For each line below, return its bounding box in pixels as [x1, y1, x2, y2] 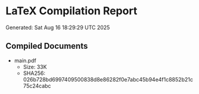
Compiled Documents [5, 41, 88, 51]
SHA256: [23, 70, 46, 77]
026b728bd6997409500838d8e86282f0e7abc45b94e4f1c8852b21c [23, 76, 193, 83]
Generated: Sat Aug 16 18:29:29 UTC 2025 [5, 24, 110, 31]
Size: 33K [23, 63, 47, 70]
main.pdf [14, 57, 36, 64]
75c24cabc [23, 82, 51, 89]
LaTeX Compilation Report [5, 4, 138, 18]
